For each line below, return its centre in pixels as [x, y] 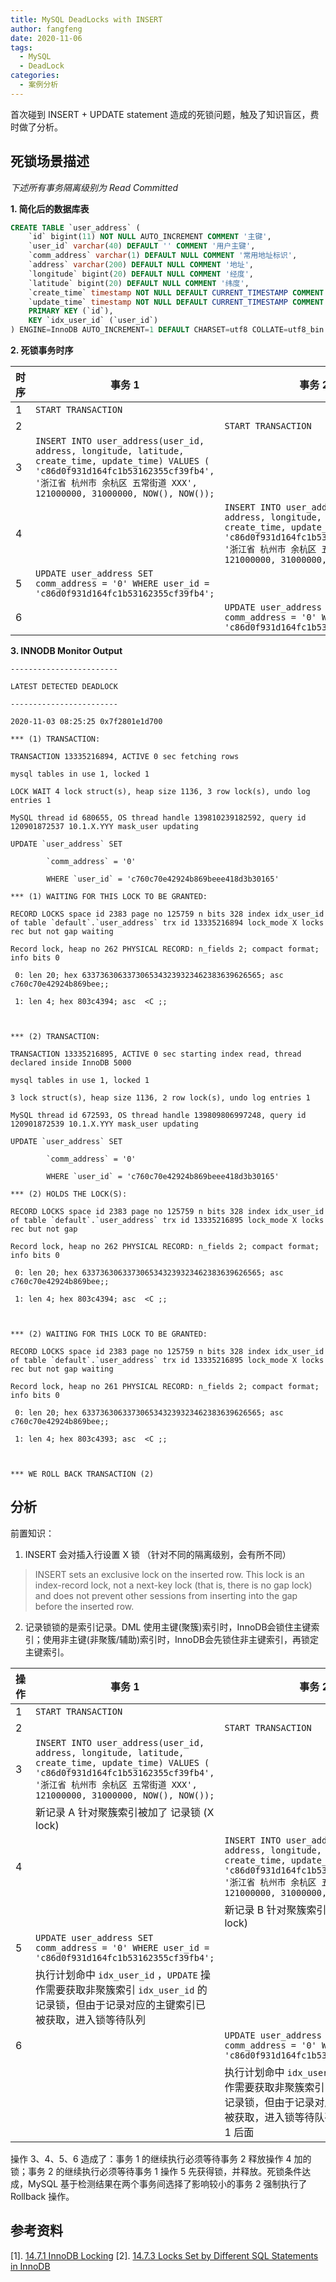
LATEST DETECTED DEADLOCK [64, 687]
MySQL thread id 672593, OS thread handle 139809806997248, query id [158, 1116]
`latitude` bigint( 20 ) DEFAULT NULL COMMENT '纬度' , [139, 283]
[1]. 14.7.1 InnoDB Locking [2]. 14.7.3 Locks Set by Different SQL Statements [164, 2255]
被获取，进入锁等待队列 [91, 2019]
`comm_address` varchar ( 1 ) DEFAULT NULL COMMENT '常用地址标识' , [163, 256]
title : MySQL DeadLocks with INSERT [86, 19]
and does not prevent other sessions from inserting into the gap [166, 1595]
